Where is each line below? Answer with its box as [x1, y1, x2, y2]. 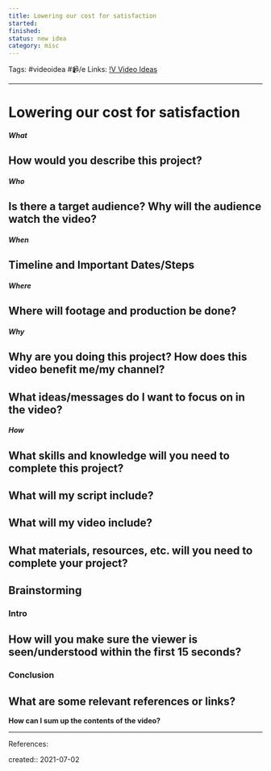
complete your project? [8, 556, 128, 570]
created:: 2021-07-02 [8, 755, 80, 765]
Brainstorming [8, 584, 82, 597]
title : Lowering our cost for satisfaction [8, 11, 157, 20]
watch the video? [8, 212, 97, 226]
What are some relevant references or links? [8, 694, 236, 708]
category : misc [8, 42, 60, 50]
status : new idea [8, 34, 67, 43]
